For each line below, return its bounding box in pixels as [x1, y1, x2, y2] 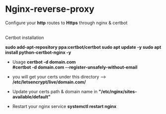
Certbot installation [5, 35, 44, 40]
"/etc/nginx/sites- [98, 88, 137, 94]
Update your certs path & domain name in [12, 88, 98, 94]
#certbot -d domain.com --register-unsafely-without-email [12, 64, 138, 70]
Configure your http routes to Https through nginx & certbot [5, 20, 128, 26]
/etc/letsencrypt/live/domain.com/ [12, 79, 86, 85]
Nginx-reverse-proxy [5, 3, 95, 15]
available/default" [12, 94, 51, 100]
